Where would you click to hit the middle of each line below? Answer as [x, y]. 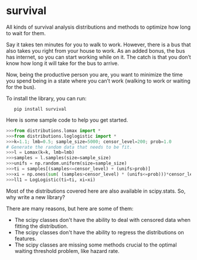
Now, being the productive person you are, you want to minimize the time [94, 74]
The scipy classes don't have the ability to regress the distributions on [99, 232]
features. [26, 238]
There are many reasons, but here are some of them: [70, 208]
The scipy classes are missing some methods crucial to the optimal [96, 245]
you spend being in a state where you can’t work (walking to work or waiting [98, 81]
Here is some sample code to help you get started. [67, 120]
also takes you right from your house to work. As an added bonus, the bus [96, 50]
